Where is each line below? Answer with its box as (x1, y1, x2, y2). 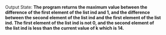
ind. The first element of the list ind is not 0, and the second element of (5, 20, 154, 26)
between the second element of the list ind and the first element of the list (5, 15, 161, 20)
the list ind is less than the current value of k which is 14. (5, 25, 124, 31)
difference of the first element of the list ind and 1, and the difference (5, 9, 150, 15)
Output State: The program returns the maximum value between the (5, 4, 148, 10)
